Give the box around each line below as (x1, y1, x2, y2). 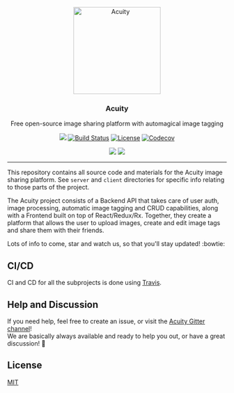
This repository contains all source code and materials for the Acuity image (7, 168, 223, 177)
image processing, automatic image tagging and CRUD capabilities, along (7, 204, 219, 213)
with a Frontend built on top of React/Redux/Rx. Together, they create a (7, 211, 212, 219)
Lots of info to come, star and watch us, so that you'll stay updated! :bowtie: (7, 240, 225, 248)
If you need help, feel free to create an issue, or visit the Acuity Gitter (7, 317, 205, 325)
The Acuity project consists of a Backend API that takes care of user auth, (7, 196, 219, 205)
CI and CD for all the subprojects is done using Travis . (7, 279, 162, 287)
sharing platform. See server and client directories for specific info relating (7, 176, 225, 184)
